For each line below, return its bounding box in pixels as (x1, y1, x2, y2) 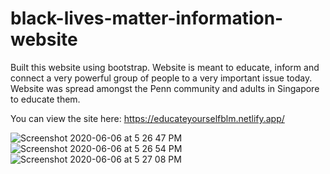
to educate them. (10, 93, 81, 105)
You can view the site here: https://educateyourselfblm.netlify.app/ (10, 112, 285, 124)
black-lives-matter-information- (10, 7, 284, 30)
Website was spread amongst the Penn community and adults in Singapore (10, 82, 320, 94)
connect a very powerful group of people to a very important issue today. (10, 72, 313, 84)
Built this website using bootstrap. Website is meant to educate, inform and (10, 61, 320, 73)
